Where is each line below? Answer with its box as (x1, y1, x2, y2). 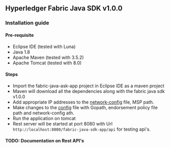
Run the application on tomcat (12, 115, 76, 121)
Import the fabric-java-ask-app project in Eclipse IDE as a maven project (12, 83, 164, 89)
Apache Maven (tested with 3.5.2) (12, 54, 84, 60)
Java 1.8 (12, 48, 31, 55)
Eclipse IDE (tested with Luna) (12, 43, 76, 50)
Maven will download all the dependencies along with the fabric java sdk (12, 88, 165, 94)
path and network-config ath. (12, 110, 75, 116)
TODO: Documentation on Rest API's (5, 138, 84, 144)
